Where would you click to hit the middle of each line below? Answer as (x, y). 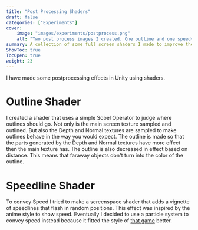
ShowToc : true (24, 50)
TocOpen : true (24, 55)
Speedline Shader (51, 185)
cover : (14, 28)
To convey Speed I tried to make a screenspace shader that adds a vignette (98, 202)
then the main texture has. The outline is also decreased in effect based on (97, 149)
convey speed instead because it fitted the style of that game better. (89, 221)
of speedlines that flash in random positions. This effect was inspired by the (98, 208)
